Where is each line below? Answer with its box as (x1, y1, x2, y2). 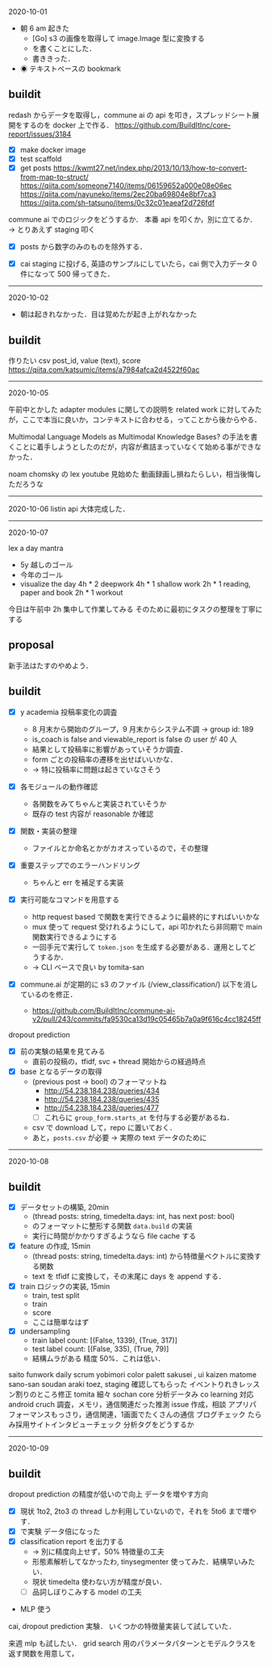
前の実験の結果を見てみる (19, 1046, 106, 1056)
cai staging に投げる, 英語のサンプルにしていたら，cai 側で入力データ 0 (19, 259, 257, 269)
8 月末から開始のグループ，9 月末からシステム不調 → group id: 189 (31, 724, 254, 733)
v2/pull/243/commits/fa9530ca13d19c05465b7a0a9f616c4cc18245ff (31, 1014, 261, 1024)
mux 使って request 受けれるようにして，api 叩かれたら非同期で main (31, 921, 263, 931)
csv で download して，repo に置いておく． (31, 1123, 177, 1133)
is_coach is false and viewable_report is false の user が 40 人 (31, 734, 238, 744)
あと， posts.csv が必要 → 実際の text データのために (31, 1133, 207, 1142)
